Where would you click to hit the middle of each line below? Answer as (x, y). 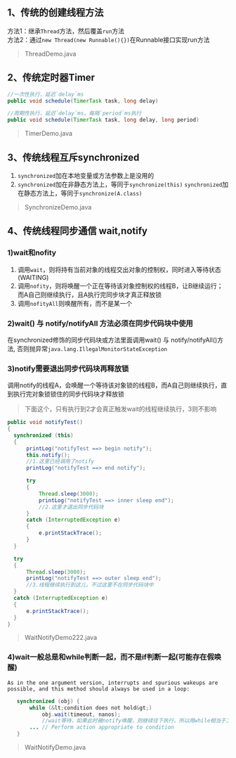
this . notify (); (48, 455)
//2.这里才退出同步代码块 (71, 507)
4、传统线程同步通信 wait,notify (77, 231)
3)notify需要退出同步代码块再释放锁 (68, 368)
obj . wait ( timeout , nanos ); (81, 714)
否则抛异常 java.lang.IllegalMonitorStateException (92, 348)
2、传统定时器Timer (51, 78)
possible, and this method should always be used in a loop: (99, 689)
